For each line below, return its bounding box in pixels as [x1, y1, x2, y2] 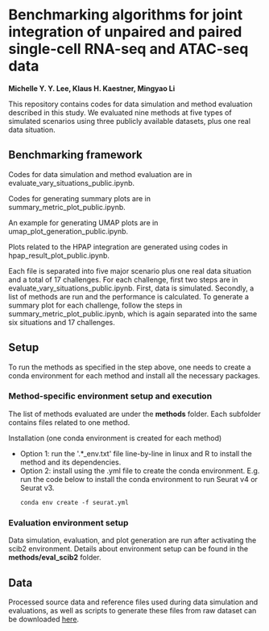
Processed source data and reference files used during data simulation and [8, 597, 259, 607]
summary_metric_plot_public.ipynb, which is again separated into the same [8, 308, 258, 319]
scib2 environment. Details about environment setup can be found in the [8, 544, 248, 554]
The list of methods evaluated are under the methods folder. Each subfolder [8, 409, 261, 419]
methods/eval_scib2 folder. [8, 553, 102, 563]
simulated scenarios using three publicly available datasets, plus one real [8, 116, 251, 126]
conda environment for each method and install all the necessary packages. [8, 370, 260, 380]
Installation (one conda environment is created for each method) [8, 433, 222, 443]
